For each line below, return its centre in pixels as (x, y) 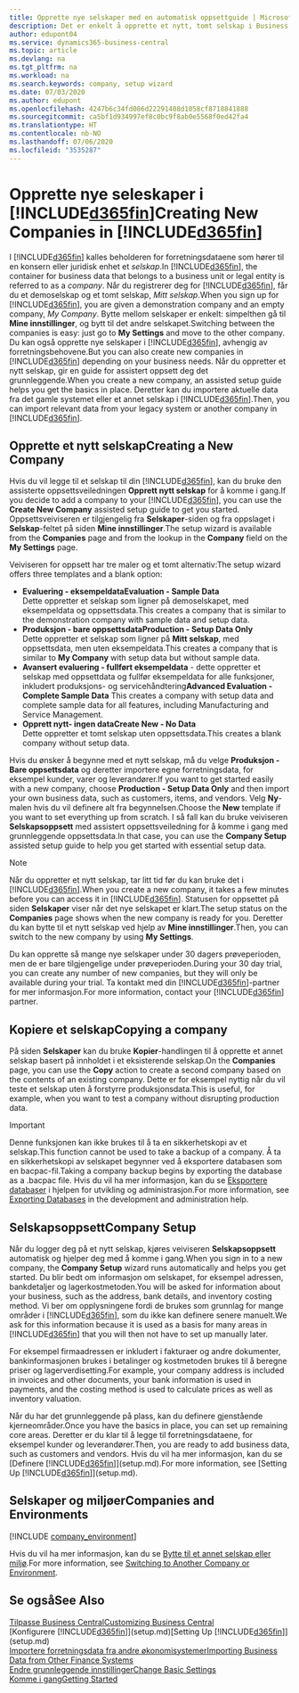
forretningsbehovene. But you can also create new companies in (126, 351)
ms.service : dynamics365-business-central (89, 42)
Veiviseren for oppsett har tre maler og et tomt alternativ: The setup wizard (145, 565)
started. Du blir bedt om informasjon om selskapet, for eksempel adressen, (146, 1277)
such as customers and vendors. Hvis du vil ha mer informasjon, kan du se (146, 1454)
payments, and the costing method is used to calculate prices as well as (141, 1389)
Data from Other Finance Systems (71, 1660)
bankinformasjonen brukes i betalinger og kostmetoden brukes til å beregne (148, 1361)
